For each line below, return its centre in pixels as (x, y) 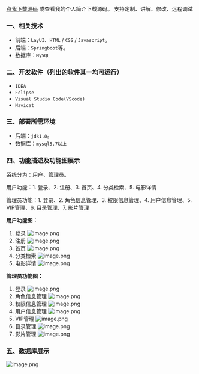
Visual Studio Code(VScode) (50, 99)
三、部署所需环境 (31, 121)
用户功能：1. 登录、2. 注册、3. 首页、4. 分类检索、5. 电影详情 (82, 188)
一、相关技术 (25, 26)
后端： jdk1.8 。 (34, 136)
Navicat (24, 105)
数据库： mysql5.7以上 (41, 143)
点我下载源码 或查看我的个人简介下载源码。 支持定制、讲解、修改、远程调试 (99, 9)
